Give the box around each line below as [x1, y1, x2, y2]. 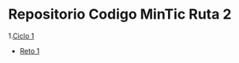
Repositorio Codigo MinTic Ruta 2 [8, 5, 232, 23]
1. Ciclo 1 [8, 31, 35, 40]
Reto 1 [19, 46, 40, 55]
